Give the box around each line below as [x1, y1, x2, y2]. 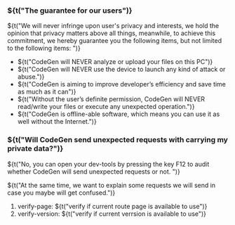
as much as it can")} [17, 87, 76, 96]
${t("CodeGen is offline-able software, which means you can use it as [17, 110, 220, 118]
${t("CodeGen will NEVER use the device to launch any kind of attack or [17, 65, 226, 74]
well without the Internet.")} [17, 117, 97, 126]
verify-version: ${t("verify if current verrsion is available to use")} [17, 210, 207, 218]
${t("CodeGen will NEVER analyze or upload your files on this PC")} [17, 58, 213, 66]
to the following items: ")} [7, 44, 81, 53]
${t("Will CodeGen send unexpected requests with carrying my [7, 135, 228, 145]
